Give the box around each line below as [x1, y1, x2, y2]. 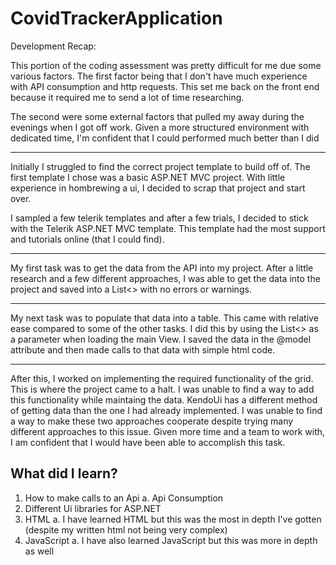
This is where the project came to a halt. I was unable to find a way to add [10, 383, 315, 395]
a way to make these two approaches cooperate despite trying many [10, 415, 294, 427]
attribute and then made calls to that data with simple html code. [10, 343, 276, 356]
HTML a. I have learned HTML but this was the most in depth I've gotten [24, 513, 322, 525]
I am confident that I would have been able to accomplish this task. [10, 436, 286, 448]
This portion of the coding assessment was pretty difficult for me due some [10, 59, 322, 71]
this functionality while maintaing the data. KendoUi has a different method [10, 393, 318, 406]
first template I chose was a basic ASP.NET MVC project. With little [10, 171, 286, 183]
